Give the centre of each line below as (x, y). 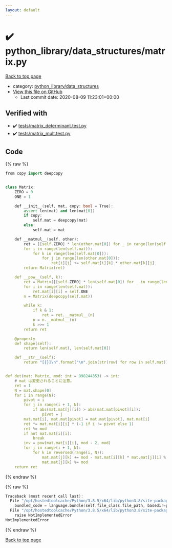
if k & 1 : (43, 310)
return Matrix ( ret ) (45, 268)
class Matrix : (20, 187)
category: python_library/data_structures (56, 86)
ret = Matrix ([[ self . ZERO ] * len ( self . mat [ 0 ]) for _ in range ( (92, 282)
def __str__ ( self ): (35, 358)
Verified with (26, 113)
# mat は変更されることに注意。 (44, 381)
